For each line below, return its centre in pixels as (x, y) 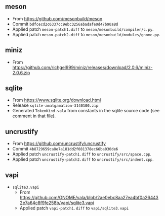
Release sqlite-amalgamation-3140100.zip (55, 105)
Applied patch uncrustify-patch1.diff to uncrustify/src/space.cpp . (82, 154)
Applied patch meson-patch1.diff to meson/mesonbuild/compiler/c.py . (83, 29)
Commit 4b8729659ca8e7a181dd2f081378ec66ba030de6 (65, 149)
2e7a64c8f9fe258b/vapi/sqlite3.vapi (57, 203)
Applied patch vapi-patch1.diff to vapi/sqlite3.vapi (74, 208)
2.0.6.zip (21, 72)
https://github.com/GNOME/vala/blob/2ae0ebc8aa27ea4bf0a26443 (89, 198)
